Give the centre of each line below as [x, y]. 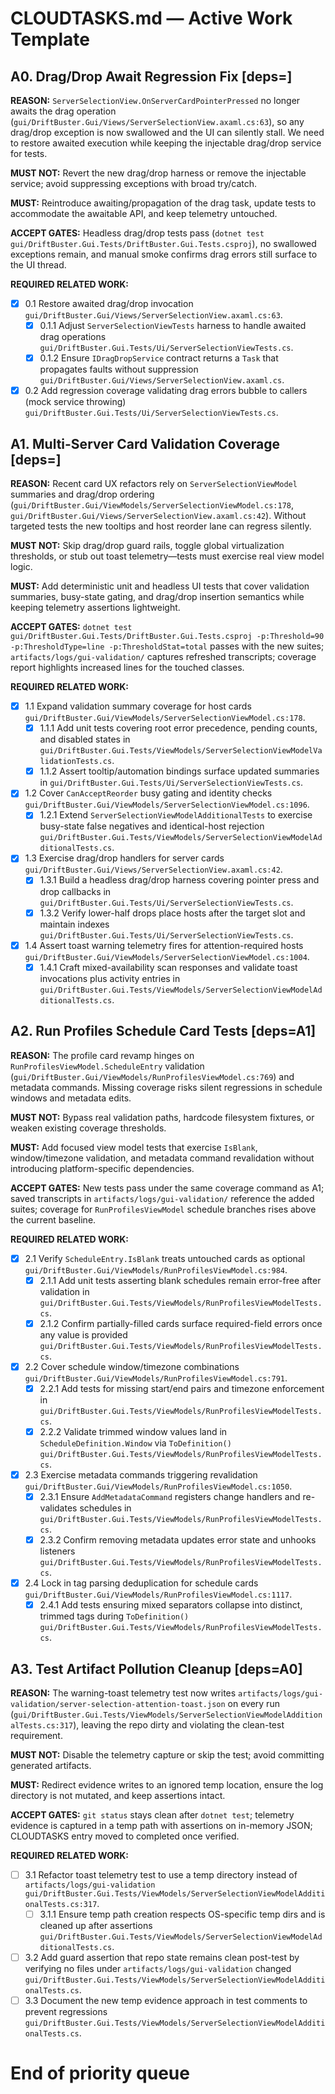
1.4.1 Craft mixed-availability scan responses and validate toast [168, 967]
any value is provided [83, 1334]
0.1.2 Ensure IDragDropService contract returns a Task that [159, 358]
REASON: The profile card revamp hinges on [102, 1055]
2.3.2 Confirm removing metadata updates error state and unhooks [178, 1540]
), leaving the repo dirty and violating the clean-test [179, 1725]
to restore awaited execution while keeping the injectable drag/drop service [166, 143]
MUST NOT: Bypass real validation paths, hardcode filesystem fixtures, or [162, 1117]
